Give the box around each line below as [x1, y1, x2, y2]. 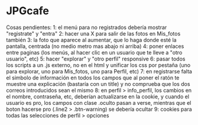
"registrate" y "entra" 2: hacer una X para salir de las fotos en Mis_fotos [6, 30, 181, 37]
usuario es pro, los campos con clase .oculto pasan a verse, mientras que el [6, 99, 191, 106]
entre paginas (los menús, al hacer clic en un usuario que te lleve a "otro [6, 49, 183, 56]
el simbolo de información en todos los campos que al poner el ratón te [6, 74, 180, 81]
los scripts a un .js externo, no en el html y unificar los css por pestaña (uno [6, 61, 191, 69]
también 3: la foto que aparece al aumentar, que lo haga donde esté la [6, 36, 177, 43]
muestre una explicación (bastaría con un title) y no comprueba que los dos [6, 80, 190, 87]
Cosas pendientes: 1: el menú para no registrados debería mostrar [6, 24, 167, 31]
